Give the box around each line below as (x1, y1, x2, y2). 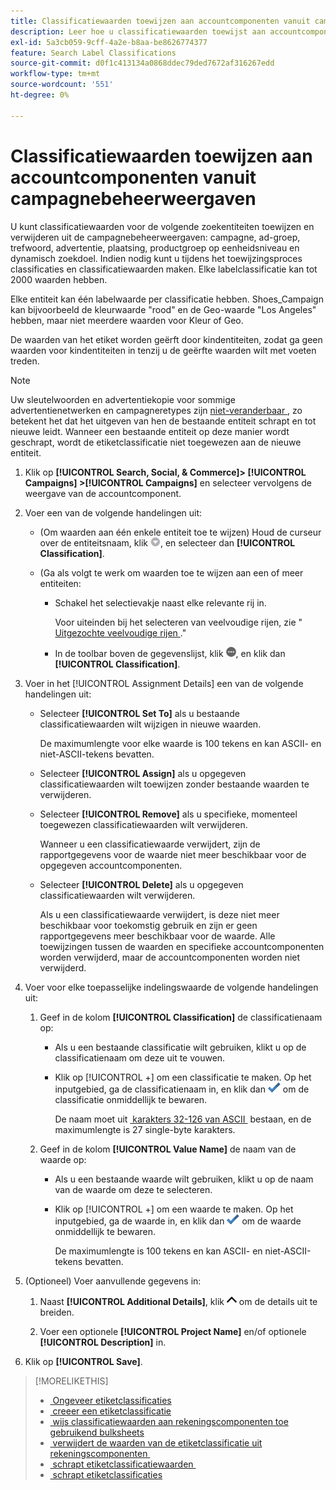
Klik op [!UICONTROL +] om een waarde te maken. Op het (54, 1203, 294, 1215)
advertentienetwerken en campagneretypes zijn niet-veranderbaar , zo (10, 404, 303, 416)
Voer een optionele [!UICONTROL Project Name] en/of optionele (39, 1325, 307, 1337)
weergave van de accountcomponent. (24, 487, 182, 499)
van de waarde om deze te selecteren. (54, 1183, 213, 1195)
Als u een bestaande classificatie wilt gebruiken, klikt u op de (54, 1041, 307, 1053)
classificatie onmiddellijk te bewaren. (54, 1093, 208, 1105)
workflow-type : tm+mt (10, 69, 101, 79)
